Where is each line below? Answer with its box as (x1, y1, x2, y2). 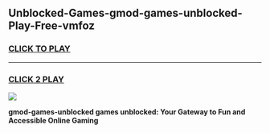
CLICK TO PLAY (8, 44, 71, 55)
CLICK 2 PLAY (8, 73, 64, 85)
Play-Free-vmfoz (8, 19, 95, 33)
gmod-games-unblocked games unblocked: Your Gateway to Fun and (8, 106, 246, 116)
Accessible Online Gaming (8, 115, 99, 125)
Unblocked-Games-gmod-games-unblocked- (8, 6, 243, 20)
